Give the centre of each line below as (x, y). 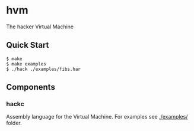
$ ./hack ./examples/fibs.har (44, 69)
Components (31, 87)
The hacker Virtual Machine (40, 27)
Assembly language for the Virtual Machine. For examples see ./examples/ (97, 117)
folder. (14, 123)
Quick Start (28, 45)
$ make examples (26, 64)
